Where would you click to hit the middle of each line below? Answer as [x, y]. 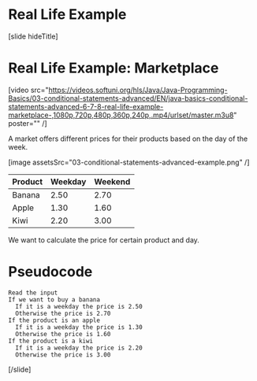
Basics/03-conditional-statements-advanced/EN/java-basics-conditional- [128, 98]
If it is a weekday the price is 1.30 [79, 327]
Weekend [112, 181]
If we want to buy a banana [54, 300]
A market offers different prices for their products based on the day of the [128, 139]
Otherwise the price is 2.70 [63, 313]
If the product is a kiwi [50, 341]
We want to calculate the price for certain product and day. [104, 240]
